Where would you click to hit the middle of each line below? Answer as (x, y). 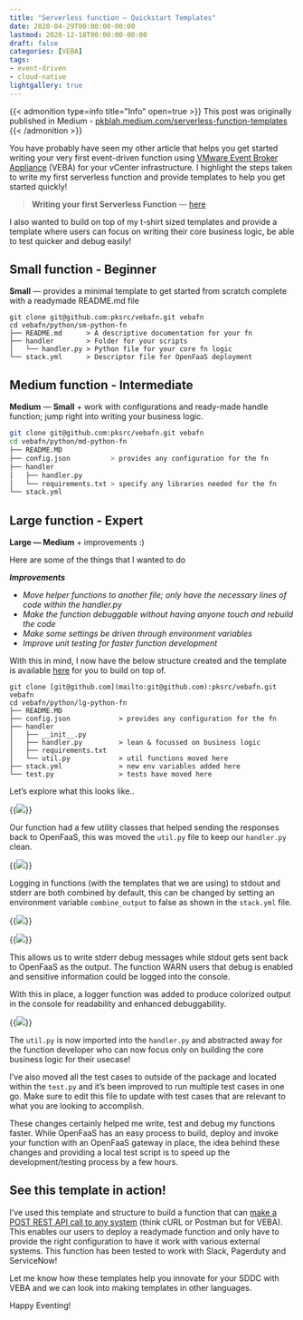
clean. (21, 847)
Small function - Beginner (83, 270)
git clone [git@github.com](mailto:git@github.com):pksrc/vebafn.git (143, 687)
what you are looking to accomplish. (77, 1106)
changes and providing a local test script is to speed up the (120, 1152)
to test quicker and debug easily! (71, 240)
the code (39, 624)
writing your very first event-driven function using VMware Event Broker (144, 157)
